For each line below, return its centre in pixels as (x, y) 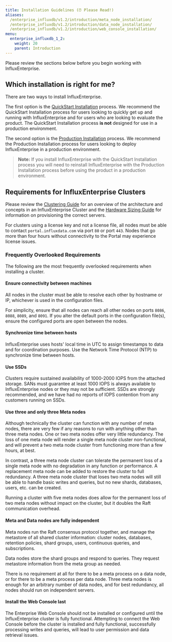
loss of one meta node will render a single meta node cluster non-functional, (86, 440)
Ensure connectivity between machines (49, 284)
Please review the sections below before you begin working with (73, 63)
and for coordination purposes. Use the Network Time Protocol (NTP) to (81, 349)
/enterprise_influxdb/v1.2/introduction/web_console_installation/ (83, 29)
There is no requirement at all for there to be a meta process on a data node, (86, 574)
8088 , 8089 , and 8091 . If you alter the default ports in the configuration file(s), (85, 315)
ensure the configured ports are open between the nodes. (67, 321)
